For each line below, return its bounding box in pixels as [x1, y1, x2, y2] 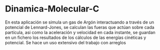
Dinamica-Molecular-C [5, 3, 99, 14]
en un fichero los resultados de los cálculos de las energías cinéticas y [5, 35, 146, 40]
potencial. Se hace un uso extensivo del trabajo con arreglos [5, 39, 126, 45]
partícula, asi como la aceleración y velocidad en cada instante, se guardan [5, 29, 156, 35]
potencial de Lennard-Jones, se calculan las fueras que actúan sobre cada [5, 24, 155, 30]
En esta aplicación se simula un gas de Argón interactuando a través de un [5, 19, 154, 25]
